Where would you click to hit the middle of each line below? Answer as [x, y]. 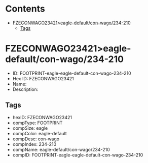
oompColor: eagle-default [40, 133]
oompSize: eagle [30, 128]
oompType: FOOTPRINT [38, 123]
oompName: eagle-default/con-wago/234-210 [61, 149]
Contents [25, 9]
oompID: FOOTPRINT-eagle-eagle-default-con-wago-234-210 [78, 155]
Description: [25, 89]
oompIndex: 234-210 [34, 144]
